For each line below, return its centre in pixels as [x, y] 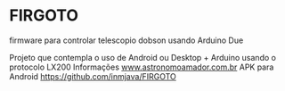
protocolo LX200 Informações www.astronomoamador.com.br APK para [142, 67]
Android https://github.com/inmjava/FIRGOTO [93, 76]
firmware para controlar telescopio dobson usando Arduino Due [126, 40]
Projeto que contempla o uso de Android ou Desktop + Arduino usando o [142, 57]
